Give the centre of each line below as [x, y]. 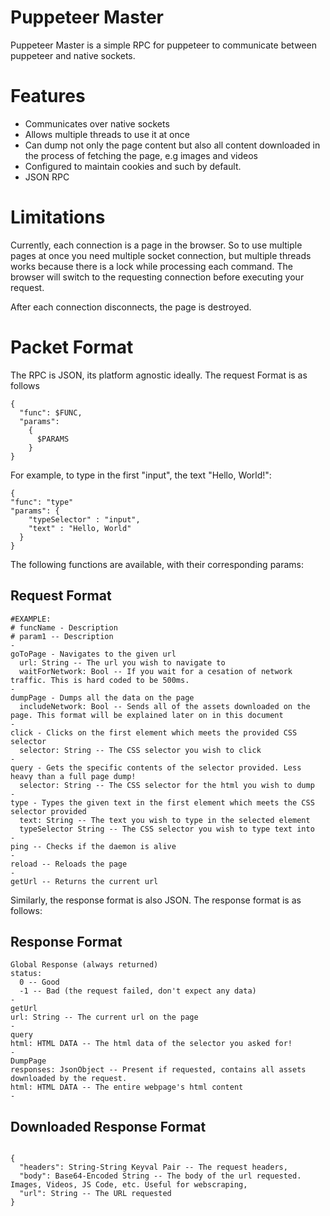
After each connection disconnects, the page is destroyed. [131, 307]
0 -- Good [39, 982]
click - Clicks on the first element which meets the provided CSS [154, 732]
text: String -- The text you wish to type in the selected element [165, 820]
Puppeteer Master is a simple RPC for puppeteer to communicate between [163, 45]
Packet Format [72, 347]
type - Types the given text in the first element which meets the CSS [162, 802]
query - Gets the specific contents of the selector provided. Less [156, 767]
